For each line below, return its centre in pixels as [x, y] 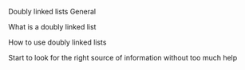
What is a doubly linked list [52, 27]
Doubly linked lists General [52, 12]
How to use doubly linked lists [57, 42]
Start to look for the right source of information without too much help [123, 58]
